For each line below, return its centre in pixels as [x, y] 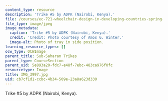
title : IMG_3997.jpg [27, 75]
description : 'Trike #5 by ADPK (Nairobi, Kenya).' [60, 14]
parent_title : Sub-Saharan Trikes [41, 56]
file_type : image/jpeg [29, 24]
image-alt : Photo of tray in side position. [57, 42]
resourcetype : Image [27, 70]
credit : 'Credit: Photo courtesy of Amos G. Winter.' [67, 38]
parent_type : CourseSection [34, 61]
